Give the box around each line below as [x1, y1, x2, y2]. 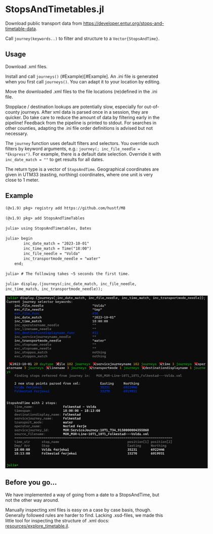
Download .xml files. [5, 63, 48, 69]
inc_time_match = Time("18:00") [23, 246, 92, 251]
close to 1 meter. [5, 177, 39, 183]
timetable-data [5, 25, 36, 31]
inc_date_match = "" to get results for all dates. [5, 156, 104, 162]
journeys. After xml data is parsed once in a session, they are [21, 109, 148, 115]
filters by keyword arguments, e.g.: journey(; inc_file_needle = [5, 145, 141, 152]
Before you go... [5, 478, 57, 487]
